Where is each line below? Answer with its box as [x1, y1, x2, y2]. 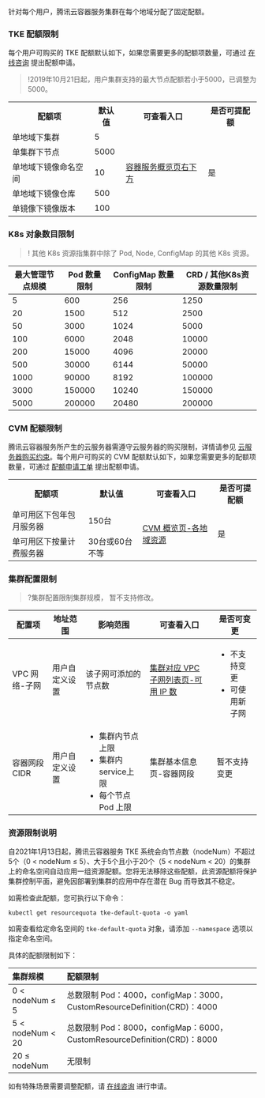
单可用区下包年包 [12, 509, 77, 520]
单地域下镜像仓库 [12, 188, 77, 199]
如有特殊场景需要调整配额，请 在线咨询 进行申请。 [8, 1081, 171, 1091]
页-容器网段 [149, 768, 195, 779]
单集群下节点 [12, 147, 61, 158]
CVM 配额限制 [8, 422, 62, 433]
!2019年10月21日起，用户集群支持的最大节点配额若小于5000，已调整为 [27, 74, 257, 85]
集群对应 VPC [149, 662, 200, 674]
